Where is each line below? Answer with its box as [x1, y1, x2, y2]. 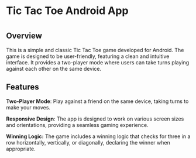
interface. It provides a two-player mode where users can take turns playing [6, 59, 190, 66]
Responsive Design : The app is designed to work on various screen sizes [6, 115, 184, 122]
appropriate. [6, 145, 36, 152]
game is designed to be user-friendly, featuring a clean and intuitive [6, 53, 170, 60]
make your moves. [6, 104, 51, 111]
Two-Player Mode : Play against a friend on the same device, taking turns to [6, 98, 189, 105]
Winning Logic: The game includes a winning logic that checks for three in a [6, 133, 191, 140]
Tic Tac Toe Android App [6, 4, 129, 18]
